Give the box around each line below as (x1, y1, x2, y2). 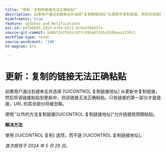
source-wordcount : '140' (5, 39, 56, 44)
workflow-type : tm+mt (5, 35, 50, 40)
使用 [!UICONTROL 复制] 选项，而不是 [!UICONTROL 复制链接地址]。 (5, 132, 145, 138)
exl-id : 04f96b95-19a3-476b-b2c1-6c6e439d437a (5, 26, 103, 31)
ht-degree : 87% (5, 44, 37, 49)
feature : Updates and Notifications (5, 21, 81, 26)
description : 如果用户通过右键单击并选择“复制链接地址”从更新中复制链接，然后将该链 (5, 12, 160, 17)
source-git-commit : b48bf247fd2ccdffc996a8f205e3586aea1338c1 (5, 30, 136, 35)
